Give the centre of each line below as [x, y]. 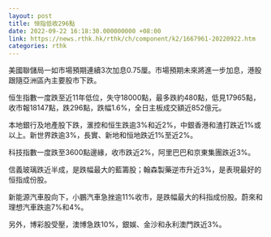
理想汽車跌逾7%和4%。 [48, 207]
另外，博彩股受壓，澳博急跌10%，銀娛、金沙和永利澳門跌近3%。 [117, 225]
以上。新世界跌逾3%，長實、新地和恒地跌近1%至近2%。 [103, 136]
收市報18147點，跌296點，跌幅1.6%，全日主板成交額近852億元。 [117, 108]
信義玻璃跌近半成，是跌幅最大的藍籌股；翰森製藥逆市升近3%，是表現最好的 [135, 170]
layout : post [30, 16]
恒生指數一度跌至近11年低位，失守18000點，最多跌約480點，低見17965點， [134, 97]
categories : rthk [38, 46]
